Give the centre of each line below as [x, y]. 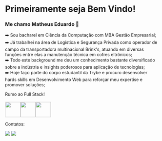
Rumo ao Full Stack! [25, 94]
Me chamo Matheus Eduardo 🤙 [42, 24]
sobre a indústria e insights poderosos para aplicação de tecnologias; [75, 67]
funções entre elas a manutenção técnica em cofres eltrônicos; [69, 55]
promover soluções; [25, 85]
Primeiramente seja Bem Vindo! [70, 9]
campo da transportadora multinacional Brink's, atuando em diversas [74, 49]
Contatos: [15, 124]
